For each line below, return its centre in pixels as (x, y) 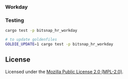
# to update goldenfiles (31, 40)
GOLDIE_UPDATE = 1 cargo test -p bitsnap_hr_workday (59, 44)
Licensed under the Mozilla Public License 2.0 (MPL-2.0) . (65, 72)
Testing (15, 20)
